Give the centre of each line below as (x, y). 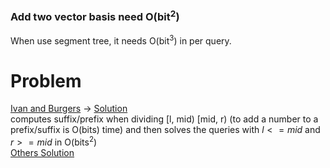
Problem (46, 80)
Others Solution (42, 152)
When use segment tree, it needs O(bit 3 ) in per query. (121, 40)
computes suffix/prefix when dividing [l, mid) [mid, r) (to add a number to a (164, 119)
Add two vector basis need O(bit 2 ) (95, 16)
